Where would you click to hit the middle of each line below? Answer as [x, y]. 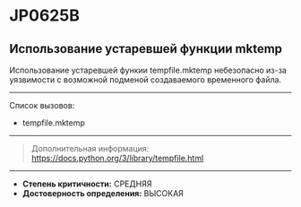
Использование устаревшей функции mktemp [146, 49]
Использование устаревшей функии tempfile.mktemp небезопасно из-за [148, 70]
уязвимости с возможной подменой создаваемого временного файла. [146, 80]
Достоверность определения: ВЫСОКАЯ [103, 193]
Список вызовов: [42, 105]
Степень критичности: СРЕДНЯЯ [87, 184]
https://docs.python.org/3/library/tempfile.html [117, 158]
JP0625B [45, 16]
